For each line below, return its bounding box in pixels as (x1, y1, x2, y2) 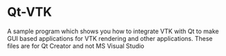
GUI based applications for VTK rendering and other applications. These (7, 34, 213, 42)
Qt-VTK (7, 4, 53, 20)
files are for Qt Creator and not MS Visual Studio (7, 41, 145, 50)
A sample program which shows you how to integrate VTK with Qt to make (7, 27, 219, 35)
